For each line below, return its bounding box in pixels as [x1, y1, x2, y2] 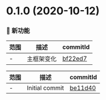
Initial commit [27, 84, 64, 92]
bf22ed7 [62, 55, 87, 63]
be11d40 [69, 84, 97, 92]
